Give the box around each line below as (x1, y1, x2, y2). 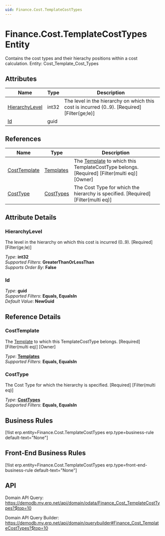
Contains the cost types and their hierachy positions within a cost (5, 55, 137, 61)
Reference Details (5, 312, 61, 321)
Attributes (5, 74, 37, 83)
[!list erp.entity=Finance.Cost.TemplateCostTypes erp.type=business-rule (5, 429, 154, 435)
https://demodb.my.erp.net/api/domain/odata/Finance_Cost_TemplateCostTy (5, 500, 160, 505)
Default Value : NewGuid (5, 299, 55, 304)
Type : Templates (5, 353, 40, 359)
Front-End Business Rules (5, 449, 86, 457)
